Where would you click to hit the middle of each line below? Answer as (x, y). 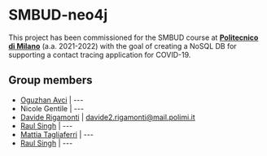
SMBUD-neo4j (58, 15)
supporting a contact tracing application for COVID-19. (100, 54)
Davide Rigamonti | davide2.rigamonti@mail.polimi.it (107, 117)
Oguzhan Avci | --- (52, 100)
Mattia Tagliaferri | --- (57, 134)
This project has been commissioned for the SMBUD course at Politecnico (133, 37)
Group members (50, 80)
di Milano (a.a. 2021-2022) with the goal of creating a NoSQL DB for (123, 45)
